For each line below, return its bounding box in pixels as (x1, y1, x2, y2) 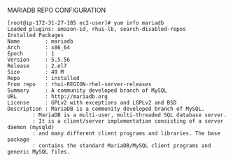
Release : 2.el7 (7, 62, 68, 69)
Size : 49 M (7, 69, 64, 76)
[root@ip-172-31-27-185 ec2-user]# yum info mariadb (7, 20, 164, 27)
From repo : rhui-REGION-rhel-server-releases (7, 81, 152, 88)
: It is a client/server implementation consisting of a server (32, 118, 224, 125)
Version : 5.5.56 (7, 56, 71, 63)
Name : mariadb (7, 38, 73, 45)
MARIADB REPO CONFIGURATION (7, 6, 106, 14)
